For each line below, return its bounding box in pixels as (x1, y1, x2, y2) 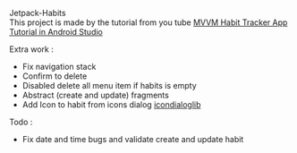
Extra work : (9, 44, 54, 55)
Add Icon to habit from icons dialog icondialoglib (21, 99, 201, 110)
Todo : (9, 116, 33, 127)
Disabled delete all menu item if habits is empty (21, 81, 197, 90)
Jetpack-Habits (9, 8, 66, 18)
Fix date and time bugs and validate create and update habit (21, 134, 244, 144)
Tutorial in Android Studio (9, 27, 103, 37)
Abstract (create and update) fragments (21, 89, 170, 100)
